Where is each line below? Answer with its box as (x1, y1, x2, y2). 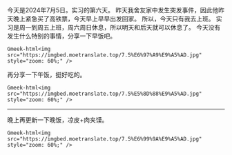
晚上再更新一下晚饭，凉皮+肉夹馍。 (7, 116, 108, 124)
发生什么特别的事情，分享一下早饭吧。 (7, 32, 116, 40)
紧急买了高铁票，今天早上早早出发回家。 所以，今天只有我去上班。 (25, 14, 215, 23)
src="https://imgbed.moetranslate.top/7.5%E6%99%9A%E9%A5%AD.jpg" (7, 136, 202, 143)
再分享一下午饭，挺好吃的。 (7, 71, 86, 79)
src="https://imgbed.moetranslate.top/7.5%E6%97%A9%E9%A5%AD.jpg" (7, 52, 202, 59)
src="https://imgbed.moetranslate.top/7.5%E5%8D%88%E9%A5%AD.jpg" (7, 90, 202, 97)
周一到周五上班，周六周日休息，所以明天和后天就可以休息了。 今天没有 (19, 23, 221, 31)
